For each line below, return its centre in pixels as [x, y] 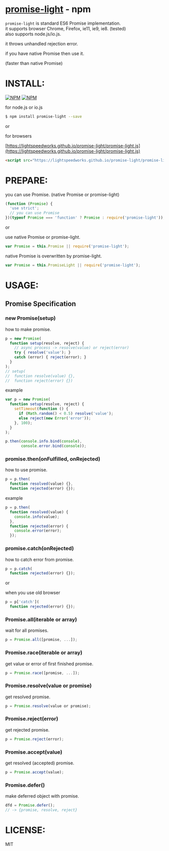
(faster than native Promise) [34, 63]
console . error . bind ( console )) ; [54, 446]
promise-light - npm [48, 9]
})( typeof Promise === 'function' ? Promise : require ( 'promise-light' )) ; [85, 218]
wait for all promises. [27, 630]
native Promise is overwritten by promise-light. [54, 256]
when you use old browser [33, 593]
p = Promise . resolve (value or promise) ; [48, 706]
